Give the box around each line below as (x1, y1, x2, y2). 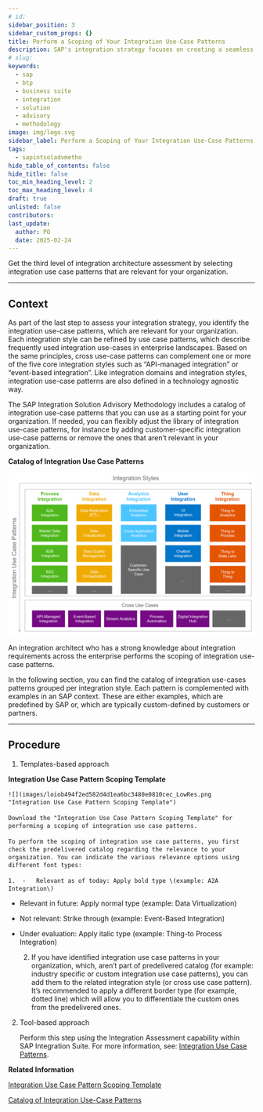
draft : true (8, 195, 47, 203)
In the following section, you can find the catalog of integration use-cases (8, 675, 247, 684)
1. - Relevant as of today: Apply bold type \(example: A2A (8, 877, 219, 884)
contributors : (8, 211, 55, 219)
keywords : (8, 63, 41, 71)
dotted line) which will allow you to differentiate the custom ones (31, 994, 240, 1004)
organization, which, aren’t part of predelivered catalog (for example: (31, 961, 254, 970)
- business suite (15, 87, 72, 95)
